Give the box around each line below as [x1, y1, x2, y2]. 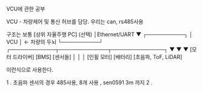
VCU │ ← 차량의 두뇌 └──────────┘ [6, 38, 104, 45]
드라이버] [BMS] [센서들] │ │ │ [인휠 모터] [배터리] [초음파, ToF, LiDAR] [12, 54, 183, 60]
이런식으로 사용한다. [6, 66, 53, 73]
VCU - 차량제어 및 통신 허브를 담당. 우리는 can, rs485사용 [6, 18, 144, 25]
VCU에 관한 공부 [6, 5, 45, 12]
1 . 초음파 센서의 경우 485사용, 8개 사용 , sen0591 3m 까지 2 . [6, 79, 153, 86]
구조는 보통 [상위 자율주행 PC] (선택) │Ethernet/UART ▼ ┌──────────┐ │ [6, 31, 193, 38]
